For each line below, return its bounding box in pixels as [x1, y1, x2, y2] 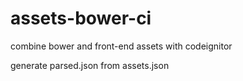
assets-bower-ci [10, 7, 152, 30]
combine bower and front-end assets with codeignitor [10, 40, 233, 52]
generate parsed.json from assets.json [10, 59, 170, 71]
